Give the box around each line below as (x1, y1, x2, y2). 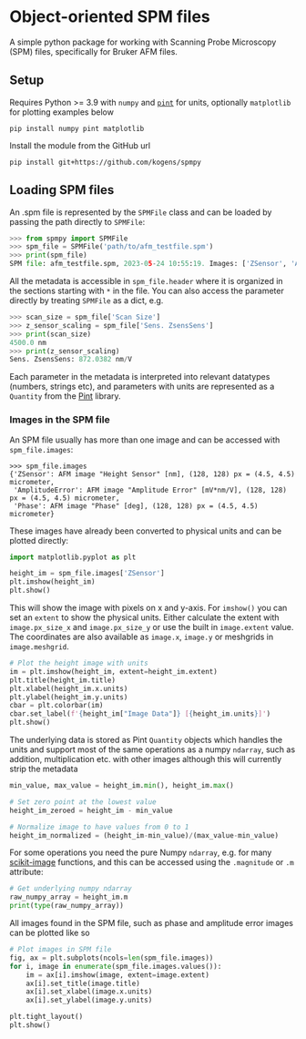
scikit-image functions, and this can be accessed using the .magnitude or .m (9, 857, 294, 868)
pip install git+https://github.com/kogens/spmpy (9, 158, 202, 167)
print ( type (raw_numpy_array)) (9, 901, 125, 911)
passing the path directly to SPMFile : (9, 216, 146, 227)
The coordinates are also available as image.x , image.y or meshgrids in (9, 631, 274, 643)
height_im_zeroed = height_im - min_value (9, 806, 173, 815)
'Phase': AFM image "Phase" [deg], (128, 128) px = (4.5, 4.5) (13, 501, 259, 511)
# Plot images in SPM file (9, 945, 112, 954)
